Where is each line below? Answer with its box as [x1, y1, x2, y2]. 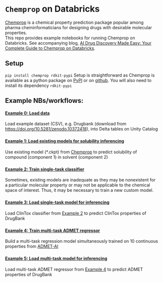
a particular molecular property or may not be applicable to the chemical [5, 182, 150, 188]
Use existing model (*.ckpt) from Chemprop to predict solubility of [5, 149, 137, 155]
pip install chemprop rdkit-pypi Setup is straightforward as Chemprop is [5, 72, 155, 78]
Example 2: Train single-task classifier [5, 166, 85, 172]
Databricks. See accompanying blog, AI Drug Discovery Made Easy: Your [5, 40, 152, 46]
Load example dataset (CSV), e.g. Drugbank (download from [5, 121, 127, 127]
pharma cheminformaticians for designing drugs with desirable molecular [5, 24, 152, 30]
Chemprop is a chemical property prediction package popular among [5, 19, 144, 25]
